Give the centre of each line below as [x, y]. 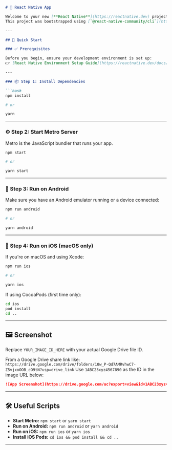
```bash [14, 91]
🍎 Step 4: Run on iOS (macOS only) [49, 246]
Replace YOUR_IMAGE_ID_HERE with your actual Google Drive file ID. [74, 350]
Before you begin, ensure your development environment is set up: [79, 58]
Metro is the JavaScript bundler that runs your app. [59, 143]
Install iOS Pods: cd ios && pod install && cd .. [66, 437]
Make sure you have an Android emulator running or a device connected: [82, 200]
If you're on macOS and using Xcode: [45, 257]
